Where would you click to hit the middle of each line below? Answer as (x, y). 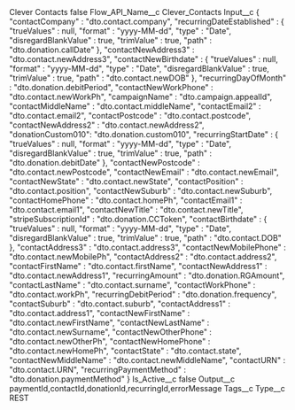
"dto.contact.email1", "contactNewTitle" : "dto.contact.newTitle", (126, 209)
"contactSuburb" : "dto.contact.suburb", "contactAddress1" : (120, 304)
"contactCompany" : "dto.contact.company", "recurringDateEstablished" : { (147, 21)
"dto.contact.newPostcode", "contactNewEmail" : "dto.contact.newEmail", (144, 172)
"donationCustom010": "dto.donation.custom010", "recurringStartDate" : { (144, 134)
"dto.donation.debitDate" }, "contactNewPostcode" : (105, 162)
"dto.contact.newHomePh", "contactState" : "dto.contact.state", (125, 351)
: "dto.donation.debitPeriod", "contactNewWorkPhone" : (112, 87)
